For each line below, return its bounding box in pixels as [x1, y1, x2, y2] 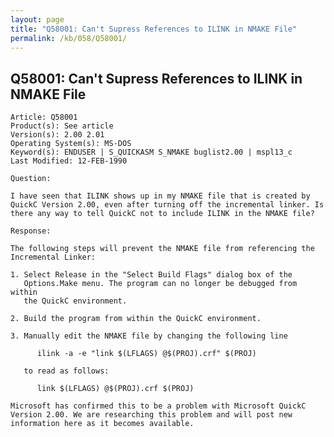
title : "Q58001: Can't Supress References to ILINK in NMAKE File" [10, 24, 298, 34]
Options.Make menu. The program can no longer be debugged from [23, 279, 298, 289]
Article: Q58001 [10, 112, 78, 123]
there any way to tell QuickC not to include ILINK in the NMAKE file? [10, 209, 315, 219]
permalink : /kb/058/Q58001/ [10, 33, 128, 43]
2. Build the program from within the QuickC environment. [10, 314, 262, 324]
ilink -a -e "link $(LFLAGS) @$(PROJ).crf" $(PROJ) [36, 349, 257, 359]
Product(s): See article [10, 121, 114, 131]
